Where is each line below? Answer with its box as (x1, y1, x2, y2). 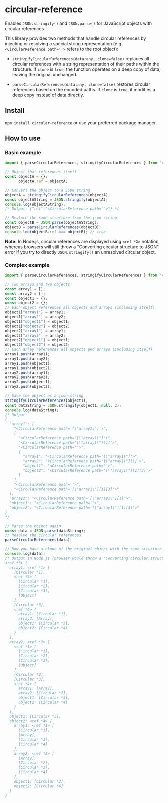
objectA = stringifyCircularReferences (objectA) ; (5, 192, 111, 197)
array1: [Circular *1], (18, 612, 68, 617)
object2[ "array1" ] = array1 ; (5, 328, 66, 333)
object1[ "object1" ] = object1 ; (5, 319, 70, 324)
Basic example (5, 149, 41, 156)
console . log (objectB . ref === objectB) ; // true (5, 229, 106, 234)
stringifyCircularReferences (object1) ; (5, 398, 88, 403)
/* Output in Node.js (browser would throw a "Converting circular (5, 556, 149, 561)
